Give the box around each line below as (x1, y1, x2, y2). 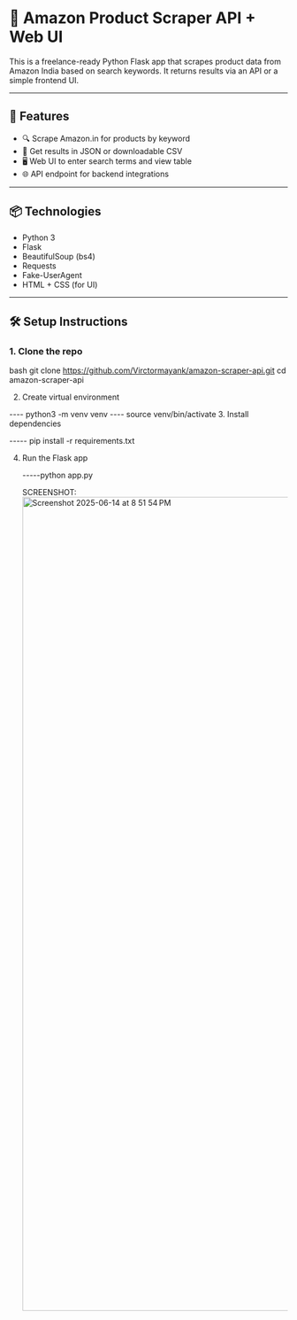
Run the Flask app (21, 453, 88, 463)
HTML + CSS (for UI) (21, 279, 98, 290)
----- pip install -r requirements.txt (9, 436, 135, 446)
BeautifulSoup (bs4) (21, 251, 95, 261)
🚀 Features (9, 109, 70, 124)
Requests (21, 260, 57, 271)
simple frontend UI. (9, 74, 80, 85)
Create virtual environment (21, 392, 120, 402)
